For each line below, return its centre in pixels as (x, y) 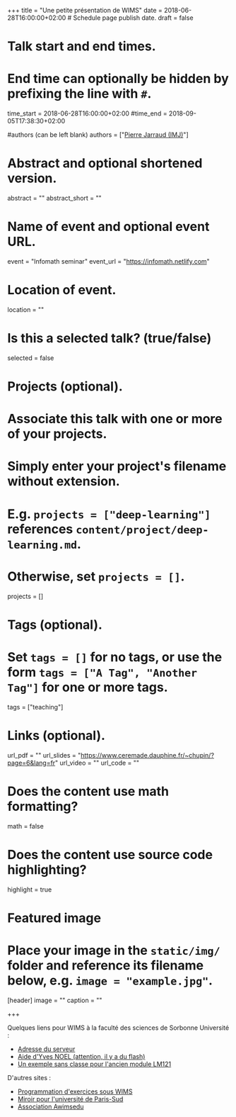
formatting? (43, 806)
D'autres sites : (29, 1077)
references (40, 529)
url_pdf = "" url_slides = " (44, 755)
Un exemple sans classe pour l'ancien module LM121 (94, 1064)
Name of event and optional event (108, 227)
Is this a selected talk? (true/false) (110, 338)
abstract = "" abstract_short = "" (55, 198)
